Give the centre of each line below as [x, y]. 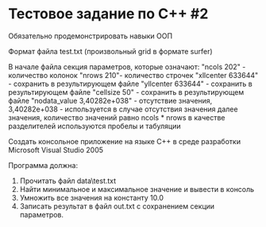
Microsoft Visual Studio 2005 [56, 150]
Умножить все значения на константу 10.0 [92, 198]
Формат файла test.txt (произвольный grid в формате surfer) [110, 51]
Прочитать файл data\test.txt [68, 181]
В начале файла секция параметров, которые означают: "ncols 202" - [127, 67]
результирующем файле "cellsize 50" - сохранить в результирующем [126, 92]
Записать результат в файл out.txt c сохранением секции [117, 206]
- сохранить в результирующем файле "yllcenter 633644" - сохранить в [130, 84]
